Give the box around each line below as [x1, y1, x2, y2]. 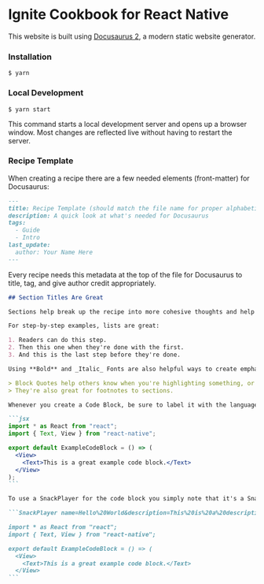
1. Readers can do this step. [8, 337, 108, 344]
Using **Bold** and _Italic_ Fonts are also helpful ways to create [8, 365, 237, 373]
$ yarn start [8, 105, 51, 113]
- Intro [15, 234, 41, 242]
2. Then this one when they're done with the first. [8, 344, 185, 352]
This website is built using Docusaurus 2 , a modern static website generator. [8, 32, 256, 41]
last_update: [8, 241, 51, 249]
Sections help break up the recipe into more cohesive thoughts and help [8, 307, 255, 316]
